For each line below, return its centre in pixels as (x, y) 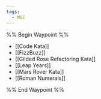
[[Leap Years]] (33, 65)
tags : (13, 12)
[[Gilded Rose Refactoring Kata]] (55, 59)
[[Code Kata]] (32, 46)
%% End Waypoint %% (35, 89)
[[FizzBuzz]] (30, 52)
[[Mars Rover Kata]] (39, 71)
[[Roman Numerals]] (40, 78)
